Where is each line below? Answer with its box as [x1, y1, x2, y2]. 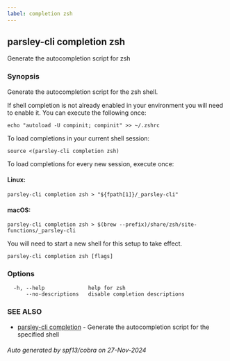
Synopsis [7, 72, 40, 81]
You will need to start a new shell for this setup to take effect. [7, 239, 183, 248]
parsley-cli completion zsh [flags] [7, 253, 113, 260]
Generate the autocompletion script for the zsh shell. [7, 88, 158, 96]
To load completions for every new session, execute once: [7, 159, 174, 168]
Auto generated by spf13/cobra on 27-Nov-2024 [7, 346, 147, 355]
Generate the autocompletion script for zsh [7, 54, 131, 63]
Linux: [7, 175, 26, 184]
